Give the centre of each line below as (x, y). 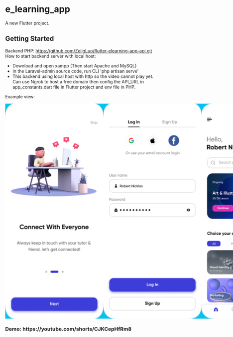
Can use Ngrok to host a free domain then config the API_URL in (78, 81)
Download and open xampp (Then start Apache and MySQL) (74, 65)
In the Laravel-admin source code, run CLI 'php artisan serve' (75, 71)
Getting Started (30, 39)
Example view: (20, 96)
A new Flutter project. (27, 23)
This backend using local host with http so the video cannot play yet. (83, 76)
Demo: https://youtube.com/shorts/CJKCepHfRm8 (68, 329)
